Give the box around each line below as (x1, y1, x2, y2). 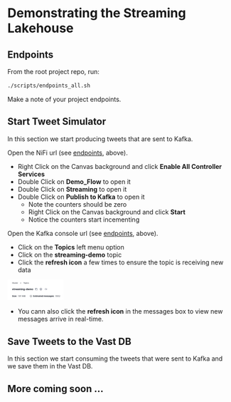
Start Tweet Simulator (7, 115, 107, 128)
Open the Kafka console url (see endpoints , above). (7, 229, 159, 237)
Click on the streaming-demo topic (17, 250, 122, 259)
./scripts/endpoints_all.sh (7, 82, 91, 89)
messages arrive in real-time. (17, 315, 104, 324)
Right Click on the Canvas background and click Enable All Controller (17, 162, 222, 170)
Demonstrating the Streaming (7, 5, 186, 21)
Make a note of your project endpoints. (7, 95, 122, 103)
